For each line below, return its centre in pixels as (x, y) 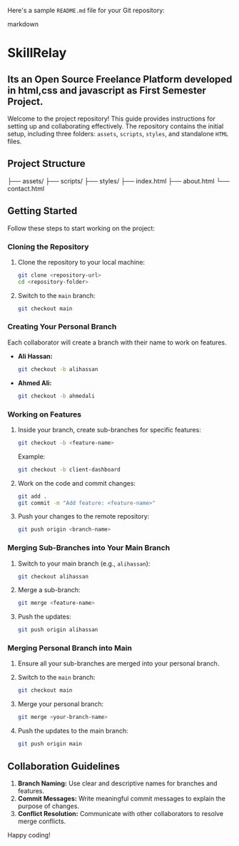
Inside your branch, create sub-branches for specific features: (109, 429)
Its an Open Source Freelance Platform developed (120, 79)
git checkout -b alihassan (58, 369)
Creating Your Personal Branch (62, 327)
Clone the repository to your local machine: (81, 262)
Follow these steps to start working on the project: (81, 228)
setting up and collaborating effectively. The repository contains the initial (116, 126)
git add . (32, 496)
